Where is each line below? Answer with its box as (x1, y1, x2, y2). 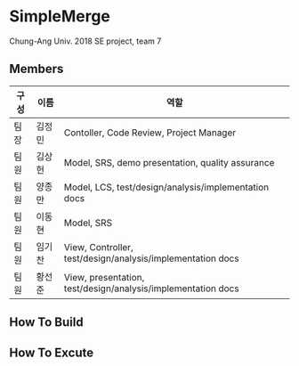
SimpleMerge (9, 6, 111, 27)
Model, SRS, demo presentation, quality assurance (63, 156, 275, 168)
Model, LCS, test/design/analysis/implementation (63, 181, 270, 193)
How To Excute (9, 345, 94, 360)
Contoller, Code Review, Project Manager (63, 126, 237, 139)
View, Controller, (63, 240, 133, 253)
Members (9, 61, 64, 77)
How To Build (9, 314, 84, 330)
